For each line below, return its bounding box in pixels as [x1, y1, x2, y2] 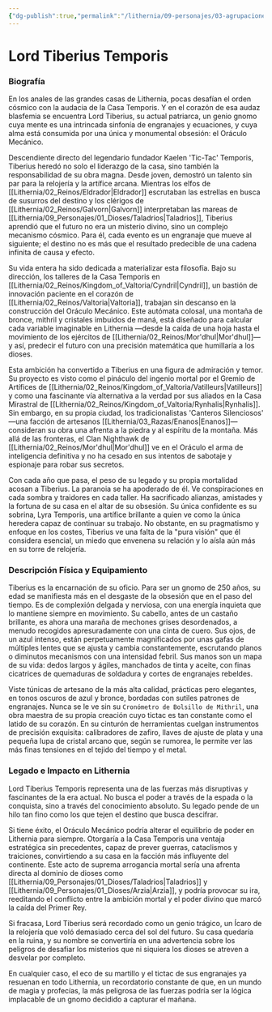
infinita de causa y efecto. [8, 248, 96, 258]
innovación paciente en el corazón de [8, 289, 134, 299]
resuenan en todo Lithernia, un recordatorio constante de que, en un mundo [8, 977, 261, 987]
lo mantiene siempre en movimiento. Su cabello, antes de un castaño [8, 608, 239, 618]
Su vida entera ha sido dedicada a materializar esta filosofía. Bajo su [8, 263, 236, 273]
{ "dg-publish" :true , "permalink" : [8, 11, 121, 20]
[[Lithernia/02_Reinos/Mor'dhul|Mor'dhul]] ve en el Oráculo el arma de [8, 442, 244, 452]
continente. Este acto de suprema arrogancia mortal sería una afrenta [8, 860, 240, 869]
